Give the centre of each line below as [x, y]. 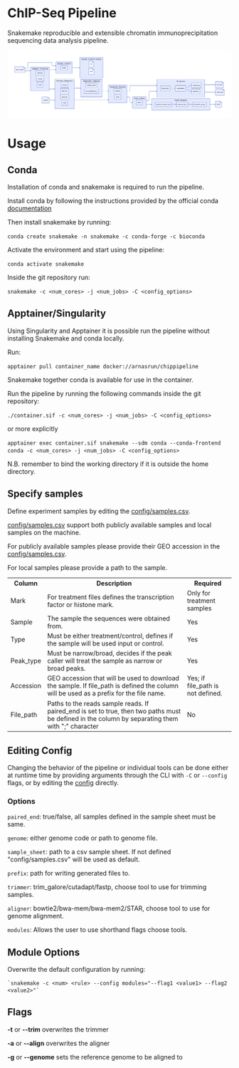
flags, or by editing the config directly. [63, 782]
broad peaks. [67, 668]
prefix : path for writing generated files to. [69, 873]
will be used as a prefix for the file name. [106, 693]
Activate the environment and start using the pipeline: [86, 250]
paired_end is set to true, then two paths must [114, 711]
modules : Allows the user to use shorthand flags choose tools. [97, 930]
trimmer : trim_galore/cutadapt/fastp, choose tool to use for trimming [107, 887]
